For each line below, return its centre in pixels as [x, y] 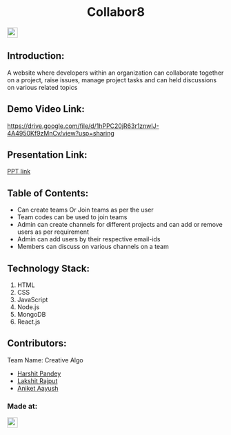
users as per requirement [53, 232]
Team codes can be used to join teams [72, 217]
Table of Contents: [48, 193]
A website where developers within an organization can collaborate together [115, 73]
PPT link [19, 172]
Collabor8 [116, 12]
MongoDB [31, 314]
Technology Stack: [49, 268]
